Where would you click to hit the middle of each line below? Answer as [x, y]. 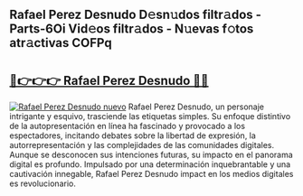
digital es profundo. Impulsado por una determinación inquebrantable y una [150, 164]
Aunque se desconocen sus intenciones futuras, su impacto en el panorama [151, 154]
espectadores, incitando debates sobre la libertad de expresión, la [133, 135]
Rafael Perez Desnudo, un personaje [196, 107]
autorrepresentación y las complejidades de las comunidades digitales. [142, 145]
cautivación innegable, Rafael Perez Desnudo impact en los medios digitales [151, 174]
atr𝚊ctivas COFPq [61, 43]
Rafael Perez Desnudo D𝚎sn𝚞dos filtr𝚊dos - [136, 15]
